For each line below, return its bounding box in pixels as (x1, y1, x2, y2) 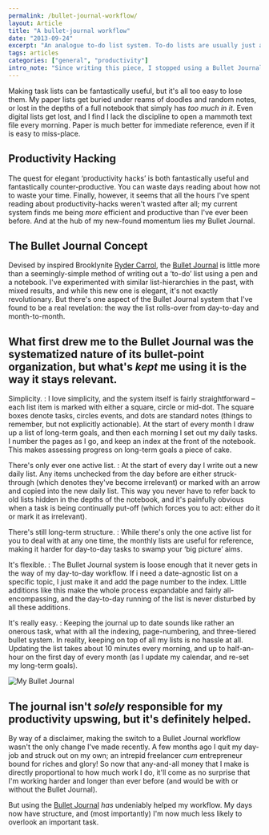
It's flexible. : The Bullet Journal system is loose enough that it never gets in (8, 560, 258, 570)
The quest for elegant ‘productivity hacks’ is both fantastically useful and (8, 173, 250, 183)
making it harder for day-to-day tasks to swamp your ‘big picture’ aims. (8, 544, 243, 554)
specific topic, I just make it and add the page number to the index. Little (8, 577, 247, 587)
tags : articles (8, 49, 59, 57)
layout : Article (8, 19, 62, 27)
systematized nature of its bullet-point (8, 347, 204, 361)
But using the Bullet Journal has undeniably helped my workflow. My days (8, 800, 252, 809)
